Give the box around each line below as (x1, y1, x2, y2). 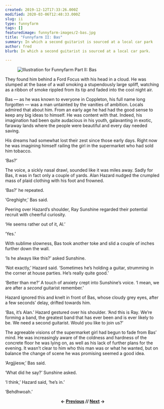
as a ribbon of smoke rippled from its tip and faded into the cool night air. (5, 87, 153, 92)
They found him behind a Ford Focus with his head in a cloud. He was (5, 76, 147, 82)
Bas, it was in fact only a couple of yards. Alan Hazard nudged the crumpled (5, 172, 160, 178)
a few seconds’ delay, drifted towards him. (5, 300, 91, 306)
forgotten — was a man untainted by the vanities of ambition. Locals (5, 101, 144, 107)
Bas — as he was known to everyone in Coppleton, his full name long (5, 96, 145, 102)
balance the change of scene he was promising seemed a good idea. (5, 350, 145, 356)
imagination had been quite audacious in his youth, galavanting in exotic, (5, 117, 153, 123)
